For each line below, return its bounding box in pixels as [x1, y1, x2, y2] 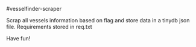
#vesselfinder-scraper [6, 5, 62, 12]
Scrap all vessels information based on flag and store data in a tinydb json [6, 17, 190, 23]
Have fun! [6, 35, 31, 42]
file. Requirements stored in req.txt [6, 23, 92, 30]
